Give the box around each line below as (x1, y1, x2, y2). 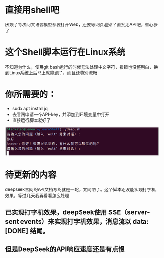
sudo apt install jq (12, 105, 48, 111)
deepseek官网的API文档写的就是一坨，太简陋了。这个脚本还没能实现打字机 (5, 187, 156, 192)
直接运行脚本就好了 (12, 117, 51, 123)
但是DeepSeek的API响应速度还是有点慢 (5, 245, 125, 253)
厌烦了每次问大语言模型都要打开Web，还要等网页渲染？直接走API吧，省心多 (5, 22, 158, 27)
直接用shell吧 (5, 4, 60, 16)
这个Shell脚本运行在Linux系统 (5, 47, 126, 58)
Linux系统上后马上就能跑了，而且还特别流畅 (9, 70, 98, 76)
